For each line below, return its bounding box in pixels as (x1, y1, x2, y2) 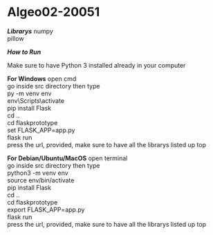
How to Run (7, 48, 41, 56)
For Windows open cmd (7, 74, 77, 83)
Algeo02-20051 (7, 4, 100, 20)
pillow (7, 34, 24, 42)
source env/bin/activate (7, 176, 75, 184)
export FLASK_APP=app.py (7, 205, 85, 214)
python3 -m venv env (7, 169, 68, 177)
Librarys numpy (7, 27, 53, 35)
